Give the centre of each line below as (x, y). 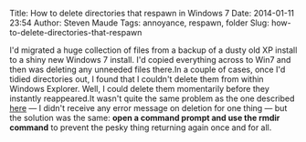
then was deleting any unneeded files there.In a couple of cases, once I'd (148, 69)
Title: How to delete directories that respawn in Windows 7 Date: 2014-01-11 (152, 13)
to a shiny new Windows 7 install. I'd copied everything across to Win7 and (150, 60)
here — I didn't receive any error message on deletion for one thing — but (148, 108)
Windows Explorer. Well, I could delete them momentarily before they (139, 89)
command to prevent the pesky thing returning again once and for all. (141, 127)
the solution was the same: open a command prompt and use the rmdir (145, 118)
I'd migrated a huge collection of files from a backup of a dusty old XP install (153, 50)
